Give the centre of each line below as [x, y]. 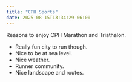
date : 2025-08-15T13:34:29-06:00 [48, 18]
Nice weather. [32, 60]
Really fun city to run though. [51, 47]
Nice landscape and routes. [49, 72]
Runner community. [39, 66]
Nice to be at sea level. [44, 53]
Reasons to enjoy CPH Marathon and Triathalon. [66, 35]
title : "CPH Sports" [32, 12]
